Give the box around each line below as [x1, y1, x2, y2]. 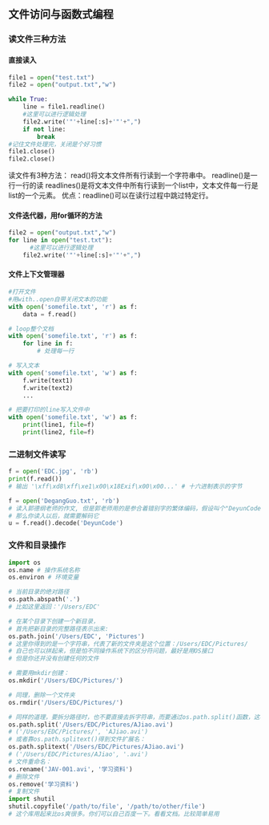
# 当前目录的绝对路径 [8, 588, 70, 596]
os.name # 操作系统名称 [8, 566, 80, 574]
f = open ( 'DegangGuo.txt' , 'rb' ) [8, 497, 120, 505]
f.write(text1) [22, 376, 74, 384]
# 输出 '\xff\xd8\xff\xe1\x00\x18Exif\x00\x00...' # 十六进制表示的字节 [8, 482, 243, 490]
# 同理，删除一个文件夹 [8, 691, 76, 699]
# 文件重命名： [8, 758, 52, 766]
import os [8, 559, 42, 567]
